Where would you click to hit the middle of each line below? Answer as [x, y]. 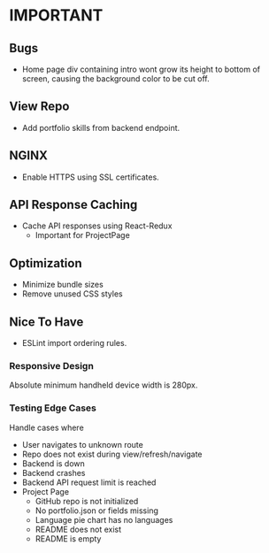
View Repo [39, 107]
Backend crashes [54, 472]
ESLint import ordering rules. [74, 343]
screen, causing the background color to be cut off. [115, 79]
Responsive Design [52, 365]
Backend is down [54, 463]
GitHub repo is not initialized [87, 501]
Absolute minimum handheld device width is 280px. [104, 385]
